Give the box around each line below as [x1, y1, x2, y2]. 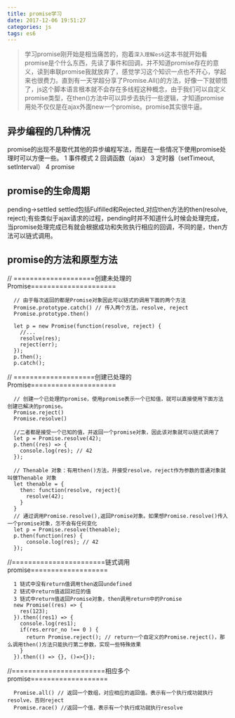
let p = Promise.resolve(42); [13, 434, 102, 442]
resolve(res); [20, 335, 61, 342]
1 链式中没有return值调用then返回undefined [13, 580, 132, 587]
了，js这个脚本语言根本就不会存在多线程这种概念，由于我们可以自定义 [24, 85, 227, 93]
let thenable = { [13, 480, 65, 488]
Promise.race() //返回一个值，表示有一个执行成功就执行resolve [13, 704, 184, 711]
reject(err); [20, 341, 58, 348]
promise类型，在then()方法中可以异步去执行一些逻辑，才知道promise [24, 94, 224, 102]
